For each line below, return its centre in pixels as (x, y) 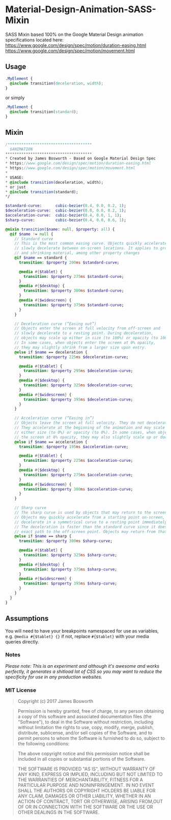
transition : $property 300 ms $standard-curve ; (74, 291)
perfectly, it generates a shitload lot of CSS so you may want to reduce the (84, 671)
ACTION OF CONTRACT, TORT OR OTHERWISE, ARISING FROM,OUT (90, 802)
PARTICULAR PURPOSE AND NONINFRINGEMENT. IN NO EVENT (86, 785)
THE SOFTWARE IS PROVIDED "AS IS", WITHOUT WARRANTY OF (87, 769)
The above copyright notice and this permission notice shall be (84, 754)
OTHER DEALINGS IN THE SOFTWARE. (59, 812)
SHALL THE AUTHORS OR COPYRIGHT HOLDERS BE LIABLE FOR (87, 791)
